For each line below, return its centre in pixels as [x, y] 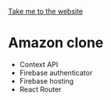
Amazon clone [56, 43]
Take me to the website [46, 11]
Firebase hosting [47, 80]
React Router [40, 89]
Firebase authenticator [56, 73]
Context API [39, 64]
